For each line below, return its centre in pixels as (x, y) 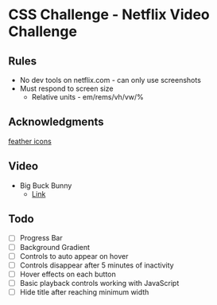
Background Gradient (54, 247)
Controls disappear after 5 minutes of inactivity (97, 265)
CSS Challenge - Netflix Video (109, 15)
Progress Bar (41, 238)
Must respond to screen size (66, 88)
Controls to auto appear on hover (74, 256)
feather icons (30, 141)
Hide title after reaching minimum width (84, 291)
